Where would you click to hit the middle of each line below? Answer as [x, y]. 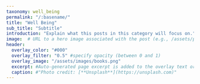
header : [16, 45]
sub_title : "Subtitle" [34, 28]
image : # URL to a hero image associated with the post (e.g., [87, 39]
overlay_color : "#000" [40, 50]
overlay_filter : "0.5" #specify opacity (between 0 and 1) [86, 56]
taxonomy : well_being [33, 12]
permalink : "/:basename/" [38, 17]
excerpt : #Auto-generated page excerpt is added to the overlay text [99, 67]
